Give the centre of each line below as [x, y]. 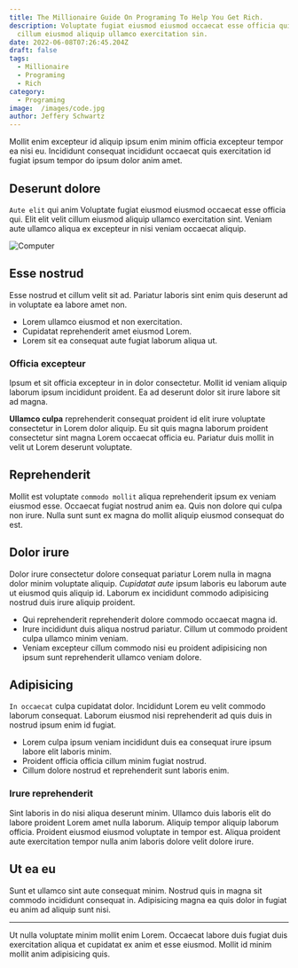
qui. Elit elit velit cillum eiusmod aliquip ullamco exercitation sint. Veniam [141, 219]
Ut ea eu [32, 869]
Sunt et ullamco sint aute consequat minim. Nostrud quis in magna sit [136, 890]
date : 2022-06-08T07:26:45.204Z [69, 42]
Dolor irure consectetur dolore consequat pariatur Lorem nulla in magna [141, 574]
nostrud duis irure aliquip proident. [72, 602]
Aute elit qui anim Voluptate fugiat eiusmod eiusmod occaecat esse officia [148, 209]
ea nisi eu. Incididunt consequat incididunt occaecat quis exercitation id [140, 151]
